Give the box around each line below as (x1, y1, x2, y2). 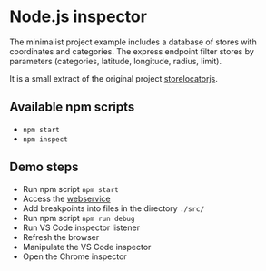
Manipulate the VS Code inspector (22, 241, 152, 252)
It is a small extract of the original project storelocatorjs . (9, 73, 218, 83)
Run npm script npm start (22, 183, 120, 194)
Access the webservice (22, 193, 111, 204)
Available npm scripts (9, 100, 135, 115)
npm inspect (22, 134, 68, 144)
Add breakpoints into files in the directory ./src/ (22, 202, 205, 214)
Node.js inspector (9, 6, 148, 27)
